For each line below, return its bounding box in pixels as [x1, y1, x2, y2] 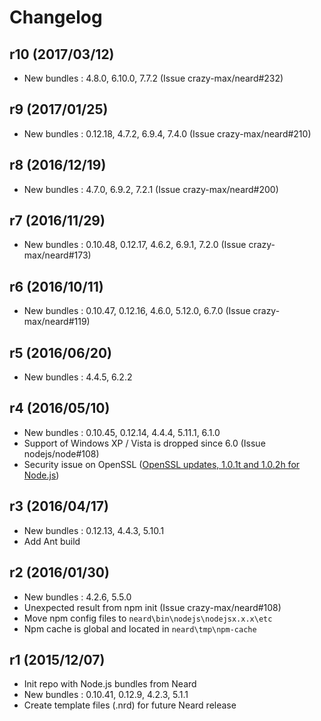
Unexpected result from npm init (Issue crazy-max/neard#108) [23, 601, 282, 613]
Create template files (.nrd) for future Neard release [23, 699, 237, 711]
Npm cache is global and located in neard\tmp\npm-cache [23, 622, 257, 635]
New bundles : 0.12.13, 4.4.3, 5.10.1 [23, 524, 165, 536]
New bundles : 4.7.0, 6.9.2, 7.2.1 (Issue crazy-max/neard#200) [23, 183, 279, 195]
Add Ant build [23, 535, 81, 547]
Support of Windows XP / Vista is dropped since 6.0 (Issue [23, 437, 266, 449]
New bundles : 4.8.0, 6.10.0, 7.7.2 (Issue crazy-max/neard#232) [23, 72, 284, 84]
